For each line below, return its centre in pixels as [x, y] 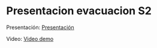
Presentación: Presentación [40, 27]
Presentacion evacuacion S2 [79, 11]
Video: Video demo [30, 39]
